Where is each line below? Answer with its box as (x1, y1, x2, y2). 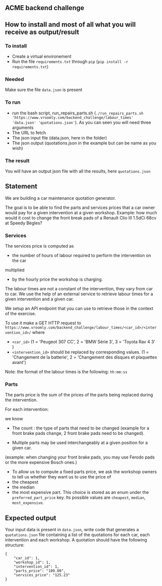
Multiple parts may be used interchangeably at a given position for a (12, 440, 148, 445)
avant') (12, 360, 27, 365)
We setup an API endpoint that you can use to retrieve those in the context (5, 305, 153, 312)
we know (5, 416, 23, 422)
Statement (5, 182, 38, 190)
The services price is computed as (5, 243, 74, 249)
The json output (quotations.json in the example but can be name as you (12, 140, 156, 146)
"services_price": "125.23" (14, 573, 70, 578)
